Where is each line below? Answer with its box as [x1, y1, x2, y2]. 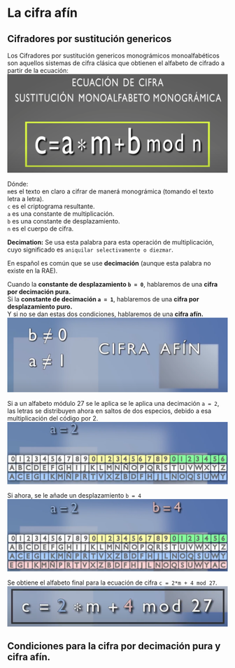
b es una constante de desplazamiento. [7, 217, 120, 225]
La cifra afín [7, 5, 78, 21]
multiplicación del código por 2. [7, 414, 99, 422]
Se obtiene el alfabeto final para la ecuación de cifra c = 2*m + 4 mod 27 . [7, 578, 218, 587]
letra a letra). [7, 194, 44, 203]
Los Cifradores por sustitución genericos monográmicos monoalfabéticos [7, 51, 220, 60]
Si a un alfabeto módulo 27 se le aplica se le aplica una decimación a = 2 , [7, 400, 220, 407]
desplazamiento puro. [7, 302, 73, 311]
